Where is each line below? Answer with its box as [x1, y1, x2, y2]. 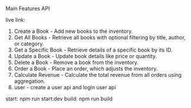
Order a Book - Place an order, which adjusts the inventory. [14, 65, 158, 72]
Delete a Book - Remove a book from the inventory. [14, 59, 139, 66]
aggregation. [14, 77, 45, 85]
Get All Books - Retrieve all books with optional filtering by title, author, [14, 34, 186, 41]
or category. [14, 41, 44, 47]
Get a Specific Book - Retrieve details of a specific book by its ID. [14, 46, 173, 53]
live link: [5, 16, 26, 23]
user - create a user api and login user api [14, 84, 116, 90]
